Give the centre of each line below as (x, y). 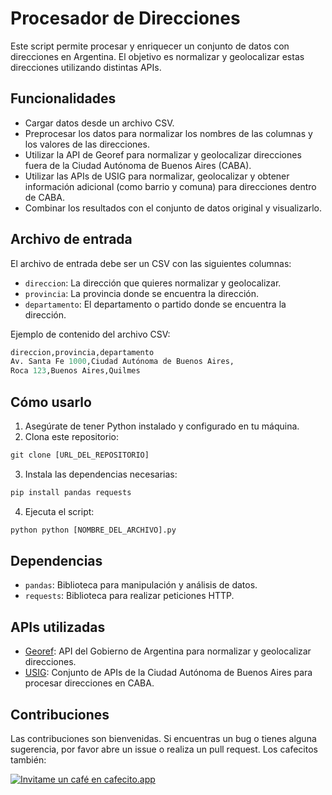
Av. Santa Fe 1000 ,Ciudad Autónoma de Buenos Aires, (122, 362)
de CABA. (44, 197)
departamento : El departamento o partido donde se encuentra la (155, 304)
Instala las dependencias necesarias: (101, 474)
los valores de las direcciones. (87, 144)
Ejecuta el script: (59, 511)
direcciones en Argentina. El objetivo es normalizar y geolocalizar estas (157, 56)
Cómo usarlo (51, 402)
